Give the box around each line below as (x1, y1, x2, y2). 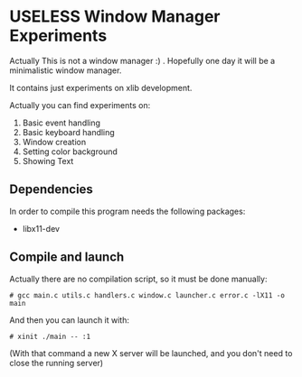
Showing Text (22, 155, 74, 166)
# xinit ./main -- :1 (9, 332, 91, 341)
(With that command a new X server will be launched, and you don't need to (9, 347, 293, 358)
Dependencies (9, 182, 93, 198)
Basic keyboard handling (22, 126, 115, 137)
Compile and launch (9, 250, 125, 265)
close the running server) (9, 357, 104, 368)
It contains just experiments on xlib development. (9, 82, 193, 93)
